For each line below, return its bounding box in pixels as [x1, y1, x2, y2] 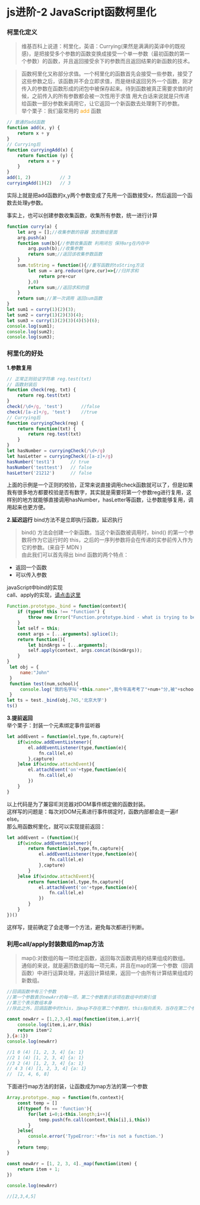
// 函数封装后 [7, 381, 37, 387]
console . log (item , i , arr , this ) [17, 1022, 93, 1028]
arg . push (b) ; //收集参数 [28, 246, 84, 252]
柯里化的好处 [7, 349, 44, 357]
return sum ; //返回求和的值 [28, 284, 90, 290]
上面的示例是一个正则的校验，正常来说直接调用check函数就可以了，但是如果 [7, 481, 193, 488]
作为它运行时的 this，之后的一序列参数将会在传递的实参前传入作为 [31, 536, 193, 544]
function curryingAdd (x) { [7, 147, 74, 153]
